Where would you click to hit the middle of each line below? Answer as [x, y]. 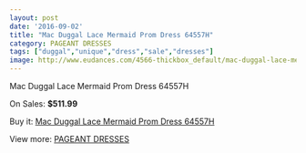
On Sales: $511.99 [44, 104]
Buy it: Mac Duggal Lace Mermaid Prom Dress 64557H [112, 121]
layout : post [34, 18]
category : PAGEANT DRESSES [61, 43]
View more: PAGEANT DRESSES [70, 139]
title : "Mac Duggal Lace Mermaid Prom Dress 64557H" [112, 35]
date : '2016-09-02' [46, 26]
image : [22, 60]
